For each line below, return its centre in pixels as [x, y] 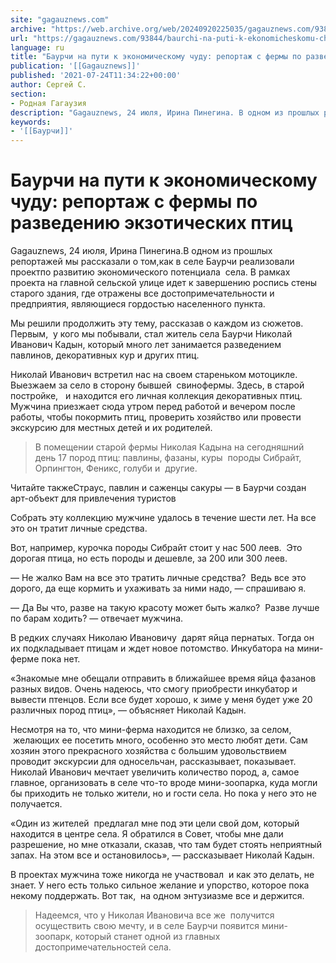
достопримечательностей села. [103, 947]
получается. [36, 804]
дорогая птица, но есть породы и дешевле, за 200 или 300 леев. [149, 558]
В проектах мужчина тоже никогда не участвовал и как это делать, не [162, 875]
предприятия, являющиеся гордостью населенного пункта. [138, 304]
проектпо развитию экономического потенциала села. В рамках [150, 272]
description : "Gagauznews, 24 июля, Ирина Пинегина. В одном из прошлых [165, 112]
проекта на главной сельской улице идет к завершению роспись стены [163, 283]
